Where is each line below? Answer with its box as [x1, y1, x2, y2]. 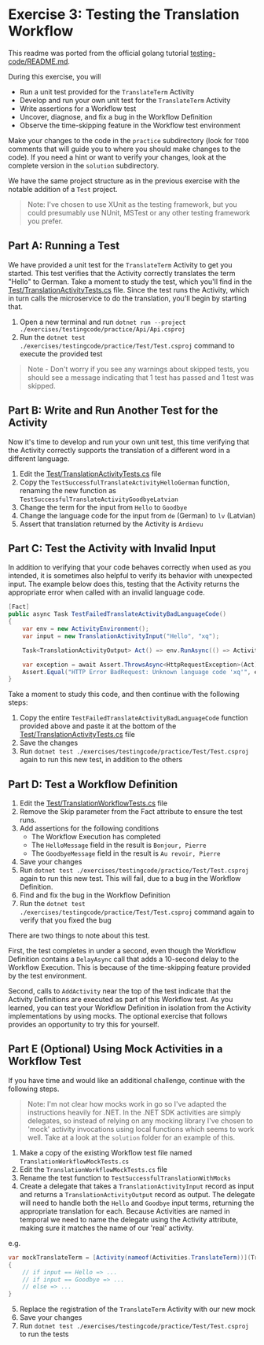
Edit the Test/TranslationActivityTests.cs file [19, 469, 162, 478]
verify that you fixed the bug [19, 916, 112, 925]
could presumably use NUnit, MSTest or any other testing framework [27, 208, 251, 217]
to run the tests [19, 1329, 69, 1339]
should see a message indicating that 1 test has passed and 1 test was [27, 372, 254, 382]
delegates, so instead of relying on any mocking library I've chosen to [27, 1115, 254, 1126]
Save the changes [19, 738, 79, 748]
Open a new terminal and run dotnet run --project [19, 317, 186, 326]
